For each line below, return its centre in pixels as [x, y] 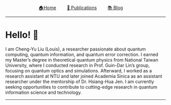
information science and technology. [44, 92]
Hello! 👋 [22, 35]
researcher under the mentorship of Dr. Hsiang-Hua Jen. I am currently [80, 82]
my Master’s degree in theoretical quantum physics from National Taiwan [82, 60]
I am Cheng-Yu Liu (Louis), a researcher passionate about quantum [76, 49]
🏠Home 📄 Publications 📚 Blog [81, 8]
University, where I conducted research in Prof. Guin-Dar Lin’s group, [78, 65]
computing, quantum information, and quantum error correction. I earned [82, 54]
